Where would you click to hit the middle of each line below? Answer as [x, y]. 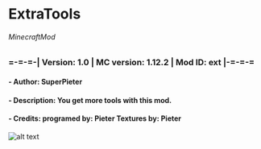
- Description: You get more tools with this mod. [90, 100]
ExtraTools [45, 14]
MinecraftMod [32, 36]
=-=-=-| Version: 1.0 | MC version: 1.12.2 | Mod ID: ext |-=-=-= [132, 63]
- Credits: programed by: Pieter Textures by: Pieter [95, 118]
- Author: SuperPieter [46, 81]
